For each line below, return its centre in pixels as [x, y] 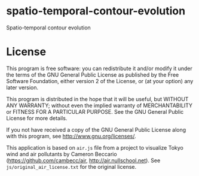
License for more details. [37, 118]
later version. [22, 87]
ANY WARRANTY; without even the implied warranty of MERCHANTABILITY [99, 105]
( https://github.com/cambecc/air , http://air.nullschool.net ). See [83, 160]
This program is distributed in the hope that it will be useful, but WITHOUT [97, 99]
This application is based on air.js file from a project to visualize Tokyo [95, 147]
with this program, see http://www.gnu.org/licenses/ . [71, 136]
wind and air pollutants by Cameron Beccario [62, 154]
